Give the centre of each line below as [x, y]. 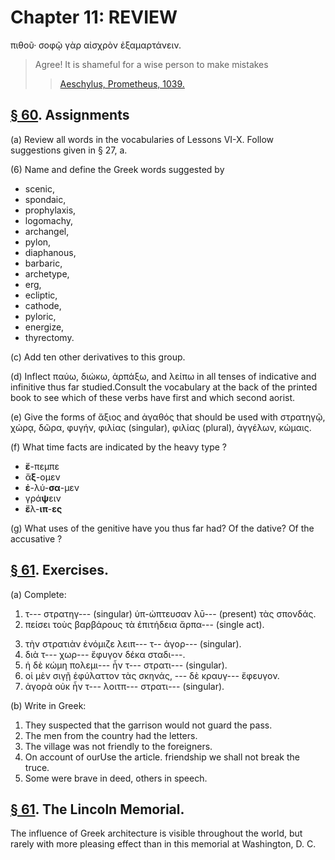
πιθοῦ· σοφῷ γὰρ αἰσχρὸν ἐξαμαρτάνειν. [96, 45]
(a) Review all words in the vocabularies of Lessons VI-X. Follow [142, 139]
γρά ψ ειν [43, 498]
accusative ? [36, 538]
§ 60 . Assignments [70, 115]
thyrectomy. [49, 337]
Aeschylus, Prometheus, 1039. [122, 83]
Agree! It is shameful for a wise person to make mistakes [151, 64]
